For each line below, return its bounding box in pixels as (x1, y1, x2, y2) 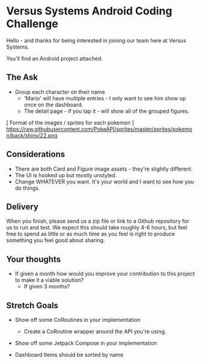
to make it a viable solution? (14, 276, 84, 284)
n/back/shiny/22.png (6, 132, 58, 139)
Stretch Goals (6, 300, 59, 311)
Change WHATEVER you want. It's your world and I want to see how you (14, 178, 194, 185)
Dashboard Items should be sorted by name (14, 351, 124, 358)
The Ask (6, 72, 38, 82)
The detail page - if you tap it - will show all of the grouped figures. (23, 107, 190, 115)
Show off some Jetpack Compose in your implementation (14, 339, 157, 347)
